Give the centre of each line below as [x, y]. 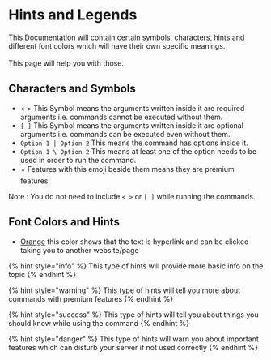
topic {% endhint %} [42, 274]
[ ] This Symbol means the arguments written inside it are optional [132, 125]
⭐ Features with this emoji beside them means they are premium [127, 169]
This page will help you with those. [66, 63]
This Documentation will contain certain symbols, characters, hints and [127, 37]
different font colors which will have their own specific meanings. [117, 45]
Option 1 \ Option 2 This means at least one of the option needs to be [138, 151]
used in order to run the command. [78, 160]
